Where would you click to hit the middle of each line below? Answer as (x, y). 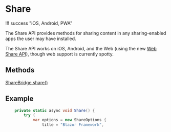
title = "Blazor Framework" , (73, 125)
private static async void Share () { (55, 110)
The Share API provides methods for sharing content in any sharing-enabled (86, 33)
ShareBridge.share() (27, 82)
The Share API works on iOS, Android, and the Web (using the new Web (81, 48)
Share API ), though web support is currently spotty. (60, 54)
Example (19, 99)
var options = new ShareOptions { (69, 120)
